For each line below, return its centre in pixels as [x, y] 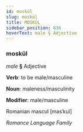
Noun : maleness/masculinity [40, 89]
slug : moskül [22, 17]
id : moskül [19, 11]
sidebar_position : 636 [34, 28]
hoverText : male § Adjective [41, 33]
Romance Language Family [39, 123]
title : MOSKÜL [23, 22]
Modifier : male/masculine [37, 100]
